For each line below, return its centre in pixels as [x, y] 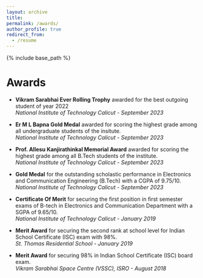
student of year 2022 [42, 106]
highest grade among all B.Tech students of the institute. [86, 156]
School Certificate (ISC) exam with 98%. [66, 237]
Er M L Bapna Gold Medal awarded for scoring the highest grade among [106, 124]
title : [15, 18]
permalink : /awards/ [33, 23]
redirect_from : [26, 35]
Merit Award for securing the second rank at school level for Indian [100, 230]
